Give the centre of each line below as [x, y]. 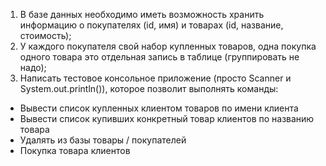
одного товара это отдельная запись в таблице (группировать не [159, 57]
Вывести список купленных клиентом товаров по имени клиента [159, 108]
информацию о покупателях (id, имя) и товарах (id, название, [151, 25]
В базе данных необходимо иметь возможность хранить [142, 14]
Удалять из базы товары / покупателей [103, 140]
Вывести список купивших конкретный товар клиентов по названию [167, 118]
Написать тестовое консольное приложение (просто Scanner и [155, 78]
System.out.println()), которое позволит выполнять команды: [149, 88]
